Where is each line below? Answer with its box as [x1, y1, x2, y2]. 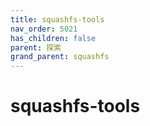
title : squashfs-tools [10, 14, 105, 25]
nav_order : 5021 [10, 24, 78, 34]
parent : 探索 [10, 42, 62, 53]
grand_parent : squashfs [10, 52, 110, 62]
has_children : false [10, 33, 97, 43]
